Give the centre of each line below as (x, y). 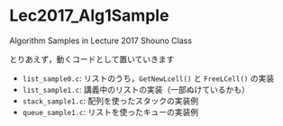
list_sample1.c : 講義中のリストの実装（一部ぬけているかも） (136, 89)
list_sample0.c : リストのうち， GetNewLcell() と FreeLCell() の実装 (148, 78)
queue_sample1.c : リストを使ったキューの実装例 (110, 112)
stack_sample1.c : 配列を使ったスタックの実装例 (110, 101)
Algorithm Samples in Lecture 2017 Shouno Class (100, 40)
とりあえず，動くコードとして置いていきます (92, 58)
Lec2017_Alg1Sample (89, 16)
